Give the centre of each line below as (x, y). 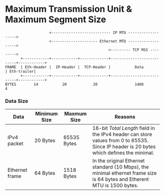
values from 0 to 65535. (121, 140)
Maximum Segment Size (56, 19)
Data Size (17, 101)
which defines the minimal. (123, 153)
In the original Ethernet (119, 161)
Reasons (125, 117)
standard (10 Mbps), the (121, 167)
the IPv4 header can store (122, 134)
